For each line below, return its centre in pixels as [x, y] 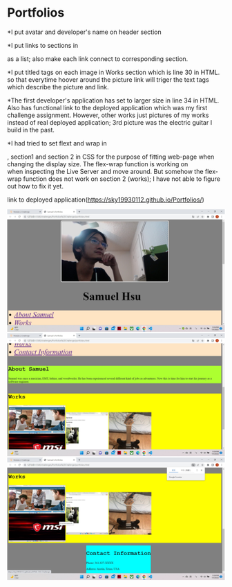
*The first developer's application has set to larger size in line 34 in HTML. [113, 100]
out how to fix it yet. [36, 186]
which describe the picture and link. [58, 87]
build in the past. [31, 130]
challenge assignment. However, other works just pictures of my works [108, 115]
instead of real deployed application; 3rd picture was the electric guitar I [110, 122]
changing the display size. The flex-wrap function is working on [98, 164]
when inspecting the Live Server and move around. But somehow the [105, 171]
